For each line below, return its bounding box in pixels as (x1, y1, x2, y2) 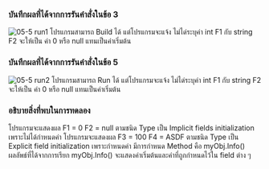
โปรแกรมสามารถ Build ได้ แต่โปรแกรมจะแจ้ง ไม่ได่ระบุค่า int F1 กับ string (49, 27, 253, 37)
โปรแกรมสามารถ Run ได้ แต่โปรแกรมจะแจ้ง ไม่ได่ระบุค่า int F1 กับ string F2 (51, 75, 262, 84)
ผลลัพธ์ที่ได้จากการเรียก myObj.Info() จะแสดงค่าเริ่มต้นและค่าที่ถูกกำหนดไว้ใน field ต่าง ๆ (8, 150, 251, 159)
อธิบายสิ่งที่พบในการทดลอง (8, 105, 91, 116)
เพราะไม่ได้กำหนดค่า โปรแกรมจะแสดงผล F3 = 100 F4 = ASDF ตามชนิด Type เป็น (8, 132, 239, 142)
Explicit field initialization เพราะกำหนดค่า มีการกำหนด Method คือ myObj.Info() (8, 141, 246, 150)
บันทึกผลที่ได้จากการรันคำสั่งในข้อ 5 (8, 57, 119, 68)
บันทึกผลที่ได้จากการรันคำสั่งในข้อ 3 (8, 9, 119, 20)
